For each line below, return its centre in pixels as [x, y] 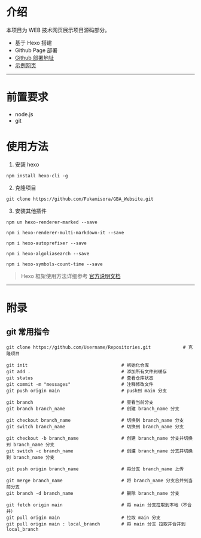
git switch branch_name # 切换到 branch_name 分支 [95, 427]
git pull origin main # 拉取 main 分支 [83, 518]
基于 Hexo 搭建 [33, 43]
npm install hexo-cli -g [37, 176]
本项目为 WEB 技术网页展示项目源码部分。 [58, 30]
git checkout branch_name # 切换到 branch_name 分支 [95, 420]
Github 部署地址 [34, 58]
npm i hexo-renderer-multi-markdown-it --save [65, 232]
